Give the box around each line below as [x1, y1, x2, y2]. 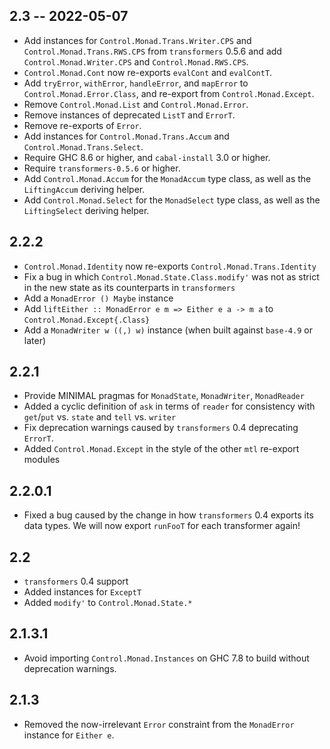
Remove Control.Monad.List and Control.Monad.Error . [23, 98, 249, 110]
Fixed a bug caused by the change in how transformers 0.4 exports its [23, 509, 314, 521]
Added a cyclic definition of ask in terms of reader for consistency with [23, 400, 316, 413]
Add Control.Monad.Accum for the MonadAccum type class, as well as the [23, 172, 312, 184]
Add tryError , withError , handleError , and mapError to [23, 77, 249, 89]
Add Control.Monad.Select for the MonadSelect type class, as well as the [23, 194, 321, 206]
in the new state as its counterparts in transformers [23, 281, 236, 293]
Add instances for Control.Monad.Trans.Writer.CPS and [23, 34, 252, 46]
